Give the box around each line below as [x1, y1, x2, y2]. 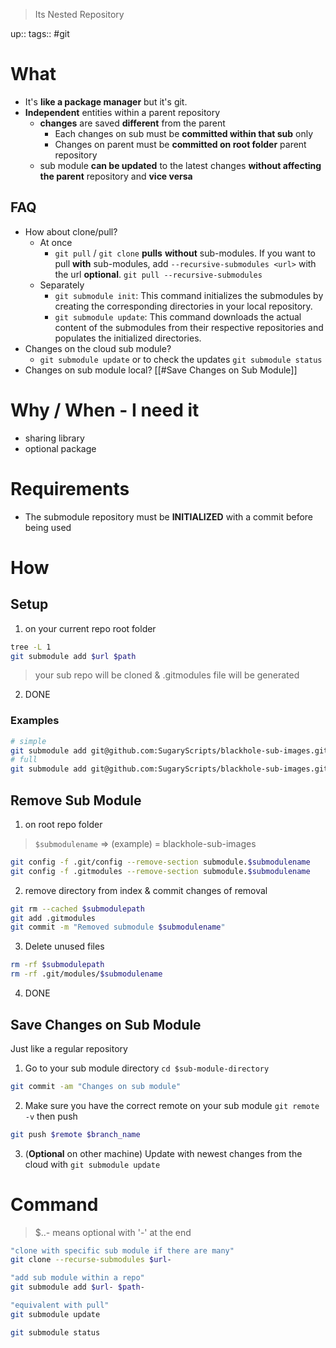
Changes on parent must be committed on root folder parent [54, 138, 307, 150]
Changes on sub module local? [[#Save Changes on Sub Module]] [24, 364, 298, 376]
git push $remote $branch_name [10, 1129, 141, 1139]
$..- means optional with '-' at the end [34, 1226, 192, 1238]
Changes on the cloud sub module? [24, 342, 172, 354]
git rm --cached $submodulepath [10, 904, 145, 914]
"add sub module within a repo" [10, 1273, 145, 1283]
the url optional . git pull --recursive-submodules [54, 268, 263, 280]
